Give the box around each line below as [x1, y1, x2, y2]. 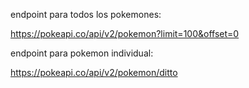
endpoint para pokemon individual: [10, 47, 154, 59]
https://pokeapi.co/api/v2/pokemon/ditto [10, 67, 178, 78]
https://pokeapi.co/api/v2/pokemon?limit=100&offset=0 [10, 28, 240, 39]
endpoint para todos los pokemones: [10, 9, 162, 20]
